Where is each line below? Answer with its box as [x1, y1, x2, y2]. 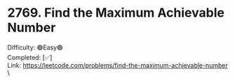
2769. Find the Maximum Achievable [7, 5, 224, 21]
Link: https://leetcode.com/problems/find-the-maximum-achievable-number [7, 61, 228, 69]
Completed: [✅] [7, 53, 53, 61]
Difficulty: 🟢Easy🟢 [7, 43, 63, 52]
